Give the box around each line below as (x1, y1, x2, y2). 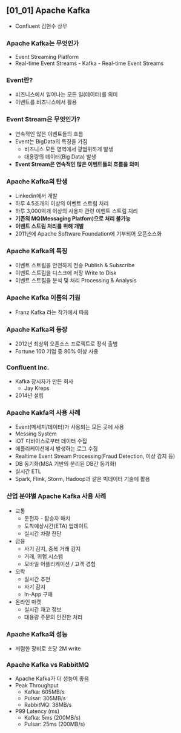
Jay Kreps (24, 384, 50, 392)
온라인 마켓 (15, 598, 42, 605)
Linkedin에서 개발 (15, 192, 58, 199)
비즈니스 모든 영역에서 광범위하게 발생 (24, 145, 114, 152)
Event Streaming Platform (15, 53, 79, 61)
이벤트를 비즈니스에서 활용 (15, 98, 77, 106)
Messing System (15, 430, 57, 437)
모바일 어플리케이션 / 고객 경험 (24, 560, 96, 567)
